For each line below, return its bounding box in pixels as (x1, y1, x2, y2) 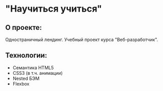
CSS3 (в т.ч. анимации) (12, 70, 63, 76)
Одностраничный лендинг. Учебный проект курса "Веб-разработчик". (5, 36, 158, 42)
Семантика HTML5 (12, 64, 54, 71)
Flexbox (12, 80, 30, 86)
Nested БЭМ (12, 75, 40, 81)
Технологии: (5, 51, 47, 60)
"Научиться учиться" (5, 3, 102, 15)
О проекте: (5, 23, 42, 32)
